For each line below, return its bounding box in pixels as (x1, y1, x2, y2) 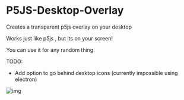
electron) (14, 76, 37, 83)
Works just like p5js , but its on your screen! (6, 35, 113, 42)
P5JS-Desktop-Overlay (6, 4, 124, 17)
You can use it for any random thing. (6, 46, 95, 54)
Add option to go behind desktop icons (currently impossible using (14, 69, 178, 76)
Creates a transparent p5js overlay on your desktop (6, 23, 132, 30)
